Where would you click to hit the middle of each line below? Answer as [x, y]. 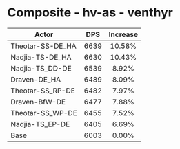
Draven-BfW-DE [38, 102]
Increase [123, 34]
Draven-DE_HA [36, 79]
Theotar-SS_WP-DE [44, 113]
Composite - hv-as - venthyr [90, 13]
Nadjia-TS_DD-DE [41, 68]
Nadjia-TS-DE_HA [41, 57]
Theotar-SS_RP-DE [43, 91]
